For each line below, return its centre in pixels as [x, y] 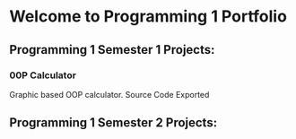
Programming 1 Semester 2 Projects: [113, 123]
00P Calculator [43, 75]
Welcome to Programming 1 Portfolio [148, 17]
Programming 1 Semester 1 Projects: [112, 50]
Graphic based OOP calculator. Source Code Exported [109, 94]
